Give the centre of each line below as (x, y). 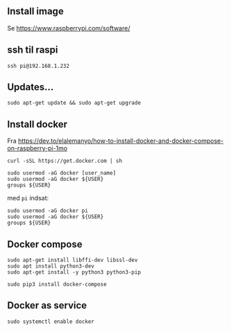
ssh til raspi (33, 50)
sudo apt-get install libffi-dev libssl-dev (72, 260)
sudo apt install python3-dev (51, 266)
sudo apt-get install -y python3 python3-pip (74, 272)
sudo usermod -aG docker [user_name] (62, 173)
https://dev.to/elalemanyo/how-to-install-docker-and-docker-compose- (121, 141)
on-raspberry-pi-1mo (37, 148)
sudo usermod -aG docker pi (48, 211)
